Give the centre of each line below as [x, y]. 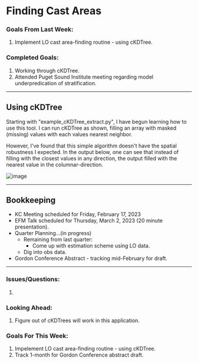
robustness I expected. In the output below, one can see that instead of [93, 152]
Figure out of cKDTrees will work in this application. [77, 320]
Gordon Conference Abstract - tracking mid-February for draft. [91, 258]
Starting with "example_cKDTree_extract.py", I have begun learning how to [96, 121]
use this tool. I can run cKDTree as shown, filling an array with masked [91, 128]
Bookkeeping [31, 200]
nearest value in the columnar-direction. [55, 165]
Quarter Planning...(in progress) [53, 233]
